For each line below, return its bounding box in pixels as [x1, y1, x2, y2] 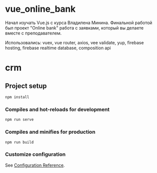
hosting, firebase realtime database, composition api [5, 45, 111, 51]
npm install [5, 94, 29, 99]
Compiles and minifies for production [5, 129, 95, 136]
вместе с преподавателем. [5, 30, 62, 36]
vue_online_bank [5, 3, 76, 15]
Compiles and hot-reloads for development [5, 106, 110, 113]
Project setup [5, 82, 47, 90]
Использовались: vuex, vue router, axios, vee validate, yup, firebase [5, 39, 144, 45]
